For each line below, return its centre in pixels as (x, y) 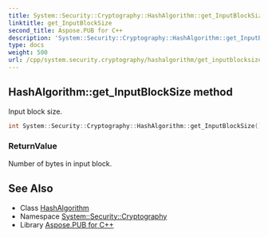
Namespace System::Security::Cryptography (93, 216)
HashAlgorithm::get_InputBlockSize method (120, 92)
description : (30, 38)
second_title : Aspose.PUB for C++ (66, 30)
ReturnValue (33, 146)
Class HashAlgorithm (54, 208)
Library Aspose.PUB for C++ (67, 224)
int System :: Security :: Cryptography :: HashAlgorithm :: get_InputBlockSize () (135, 126)
